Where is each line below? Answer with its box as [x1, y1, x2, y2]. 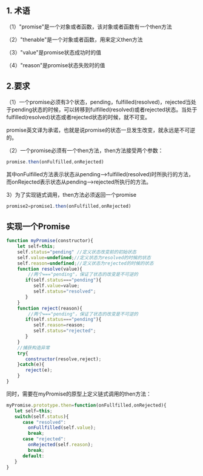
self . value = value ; [33, 283, 80, 289]
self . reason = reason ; [33, 322, 85, 328]
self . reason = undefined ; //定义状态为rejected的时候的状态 [17, 260, 154, 266]
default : [22, 453, 45, 459]
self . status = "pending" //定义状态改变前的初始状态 [17, 249, 137, 255]
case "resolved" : [22, 419, 67, 425]
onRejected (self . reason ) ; [28, 441, 94, 448]
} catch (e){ [17, 362, 45, 368]
